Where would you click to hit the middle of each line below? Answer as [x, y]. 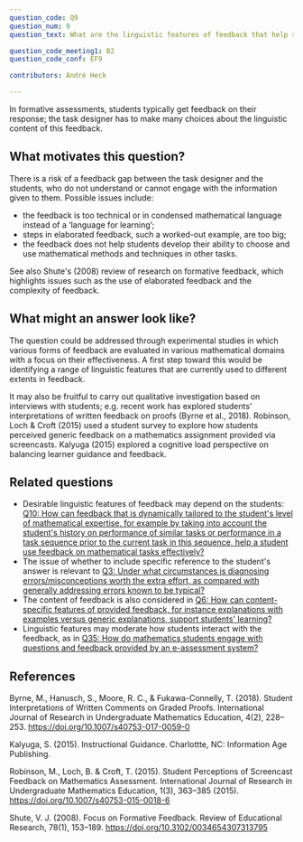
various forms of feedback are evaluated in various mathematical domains [147, 350]
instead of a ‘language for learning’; [88, 225]
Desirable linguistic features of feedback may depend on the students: [153, 504]
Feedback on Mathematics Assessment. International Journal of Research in [151, 781]
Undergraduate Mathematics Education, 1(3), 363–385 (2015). [124, 791]
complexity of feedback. [55, 290]
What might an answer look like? [103, 318]
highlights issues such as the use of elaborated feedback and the [131, 280]
